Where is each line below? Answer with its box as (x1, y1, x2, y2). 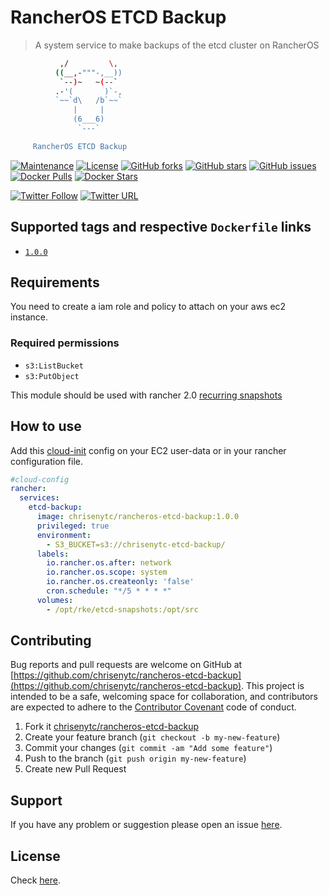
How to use (10, 418, 82, 435)
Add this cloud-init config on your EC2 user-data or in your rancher (10, 444, 287, 456)
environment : (36, 530, 92, 540)
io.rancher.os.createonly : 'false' (46, 577, 195, 587)
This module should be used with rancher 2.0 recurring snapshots (10, 389, 283, 401)
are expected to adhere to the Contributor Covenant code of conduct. (10, 701, 297, 713)
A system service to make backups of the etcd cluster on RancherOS (34, 39, 320, 51)
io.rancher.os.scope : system (46, 567, 168, 578)
